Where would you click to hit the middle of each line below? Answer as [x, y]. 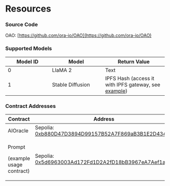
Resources [28, 9]
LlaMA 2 [62, 70]
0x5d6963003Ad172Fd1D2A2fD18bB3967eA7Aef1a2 [102, 162]
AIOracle [18, 131]
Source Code [22, 25]
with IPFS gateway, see [133, 85]
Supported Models [29, 48]
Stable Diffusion [71, 85]
